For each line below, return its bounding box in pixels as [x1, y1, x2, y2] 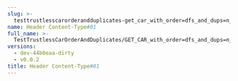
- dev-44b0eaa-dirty [13, 50, 74, 57]
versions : [7, 43, 37, 50]
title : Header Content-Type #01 [7, 63, 100, 70]
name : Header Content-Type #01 [7, 23, 97, 30]
